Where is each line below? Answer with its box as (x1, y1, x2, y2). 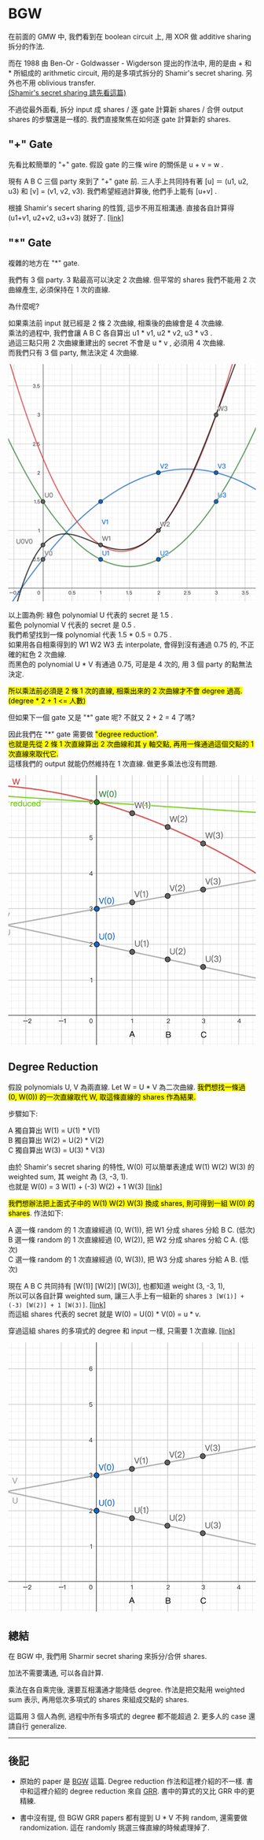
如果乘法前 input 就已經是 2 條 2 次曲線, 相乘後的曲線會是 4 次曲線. (8, 318, 224, 328)
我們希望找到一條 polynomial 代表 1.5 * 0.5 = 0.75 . (8, 629, 172, 639)
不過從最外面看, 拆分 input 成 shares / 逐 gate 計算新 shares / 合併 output (8, 104, 244, 114)
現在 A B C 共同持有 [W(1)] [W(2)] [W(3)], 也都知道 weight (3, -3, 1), (8, 1281, 225, 1290)
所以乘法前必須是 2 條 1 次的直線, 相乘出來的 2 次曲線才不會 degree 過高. (8, 686, 243, 696)
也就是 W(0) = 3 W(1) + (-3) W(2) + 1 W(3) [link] (8, 1182, 163, 1191)
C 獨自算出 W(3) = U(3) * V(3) (8, 1145, 105, 1155)
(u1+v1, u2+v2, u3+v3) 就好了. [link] (8, 213, 124, 222)
